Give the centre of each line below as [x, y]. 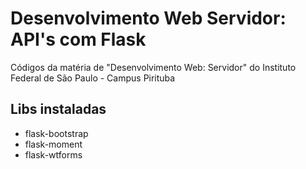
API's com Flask [78, 39]
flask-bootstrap [56, 133]
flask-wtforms [53, 154]
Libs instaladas [58, 109]
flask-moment [53, 144]
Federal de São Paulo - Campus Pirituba [93, 78]
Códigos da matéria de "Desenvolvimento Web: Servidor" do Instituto [153, 67]
